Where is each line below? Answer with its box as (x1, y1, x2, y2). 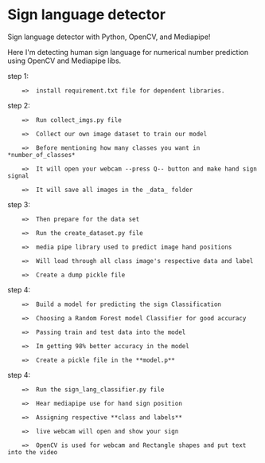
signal (7, 171, 29, 180)
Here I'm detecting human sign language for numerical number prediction (7, 47, 248, 57)
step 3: (7, 199, 31, 209)
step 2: (7, 100, 31, 110)
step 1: (7, 71, 29, 80)
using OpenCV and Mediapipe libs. (7, 56, 122, 65)
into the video (7, 448, 58, 456)
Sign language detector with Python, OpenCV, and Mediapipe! (7, 32, 211, 41)
